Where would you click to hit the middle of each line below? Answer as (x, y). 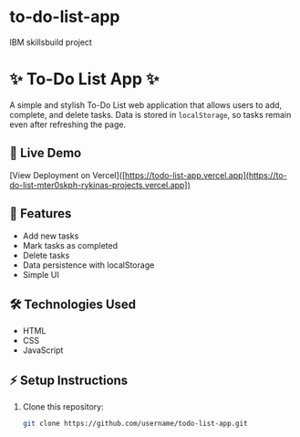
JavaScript (43, 350)
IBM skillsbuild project (51, 42)
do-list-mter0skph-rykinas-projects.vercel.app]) (100, 185)
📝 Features (41, 213)
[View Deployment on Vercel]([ (67, 175)
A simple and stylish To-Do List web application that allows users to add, (146, 105)
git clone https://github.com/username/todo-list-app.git (135, 424)
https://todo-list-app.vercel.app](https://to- (206, 175)
